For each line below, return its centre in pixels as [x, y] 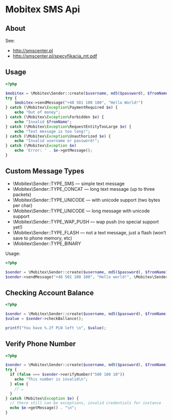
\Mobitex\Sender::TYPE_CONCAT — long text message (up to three [84, 189]
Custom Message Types [45, 171]
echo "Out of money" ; [37, 112]
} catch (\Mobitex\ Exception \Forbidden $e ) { [55, 117]
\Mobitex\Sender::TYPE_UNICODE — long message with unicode [81, 211]
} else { [19, 384]
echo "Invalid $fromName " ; [43, 122]
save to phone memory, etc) [42, 238]
